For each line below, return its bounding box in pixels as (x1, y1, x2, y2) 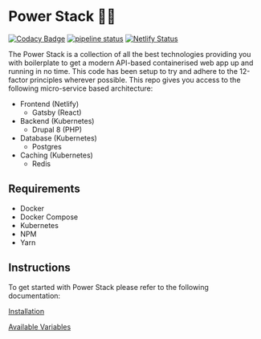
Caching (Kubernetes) (19, 150, 94, 160)
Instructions (8, 261, 71, 275)
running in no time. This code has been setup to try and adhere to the (8, 66, 239, 76)
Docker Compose (19, 212, 79, 222)
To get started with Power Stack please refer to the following (8, 282, 209, 292)
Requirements (8, 182, 80, 196)
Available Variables (8, 321, 71, 332)
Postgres (31, 141, 62, 151)
